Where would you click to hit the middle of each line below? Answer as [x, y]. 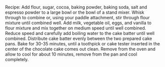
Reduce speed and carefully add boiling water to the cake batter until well [80, 33]
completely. [17, 59]
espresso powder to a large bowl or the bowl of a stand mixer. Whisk [75, 12]
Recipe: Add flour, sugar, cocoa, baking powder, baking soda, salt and [76, 7]
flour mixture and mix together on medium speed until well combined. [76, 28]
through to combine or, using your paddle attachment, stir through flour [78, 17]
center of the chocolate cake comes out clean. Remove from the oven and [80, 49]
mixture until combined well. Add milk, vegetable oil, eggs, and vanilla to [78, 23]
